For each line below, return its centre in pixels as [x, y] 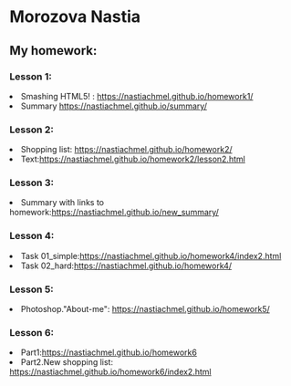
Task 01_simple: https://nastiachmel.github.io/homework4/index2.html [151, 256]
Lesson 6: [32, 332]
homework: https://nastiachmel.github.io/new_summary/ [114, 213]
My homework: [53, 51]
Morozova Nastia [75, 17]
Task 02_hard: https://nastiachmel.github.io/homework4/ [127, 266]
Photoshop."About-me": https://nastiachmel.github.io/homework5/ [146, 309]
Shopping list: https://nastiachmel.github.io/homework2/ [127, 150]
